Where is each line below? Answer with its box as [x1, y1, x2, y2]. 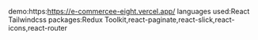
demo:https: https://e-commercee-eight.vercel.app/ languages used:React [8, 7, 250, 16]
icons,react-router [8, 24, 68, 32]
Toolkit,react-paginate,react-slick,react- [104, 15, 235, 24]
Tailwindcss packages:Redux [8, 15, 103, 24]
